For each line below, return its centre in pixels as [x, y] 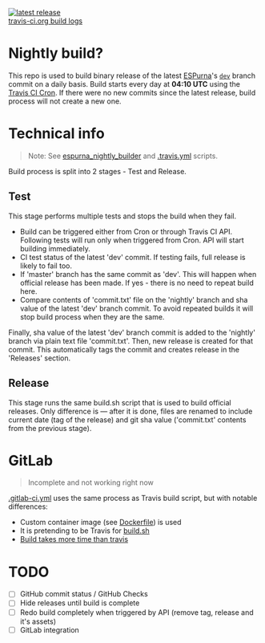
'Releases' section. [40, 358]
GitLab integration [50, 629]
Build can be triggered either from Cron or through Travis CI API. [126, 231]
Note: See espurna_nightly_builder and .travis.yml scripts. [123, 156]
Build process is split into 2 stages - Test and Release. [97, 171]
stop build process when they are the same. [92, 316]
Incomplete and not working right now [90, 482]
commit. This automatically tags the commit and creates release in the [124, 349]
